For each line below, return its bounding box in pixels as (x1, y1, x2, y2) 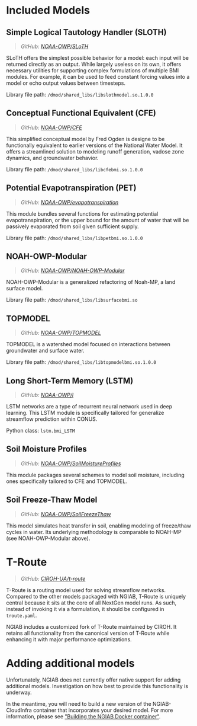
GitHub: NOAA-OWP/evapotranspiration (20, 199, 119, 206)
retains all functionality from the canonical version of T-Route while (6, 629, 170, 637)
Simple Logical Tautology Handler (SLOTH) (6, 27, 167, 37)
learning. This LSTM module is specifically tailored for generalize (6, 410, 164, 417)
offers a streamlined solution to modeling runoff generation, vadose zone (6, 148, 185, 155)
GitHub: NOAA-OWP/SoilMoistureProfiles (20, 460, 121, 467)
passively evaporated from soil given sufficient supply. (6, 223, 139, 230)
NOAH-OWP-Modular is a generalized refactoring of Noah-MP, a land (6, 279, 176, 286)
